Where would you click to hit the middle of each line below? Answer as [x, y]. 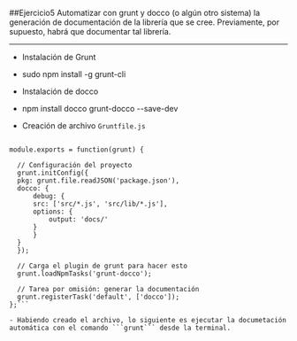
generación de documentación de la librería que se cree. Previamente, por [145, 22]
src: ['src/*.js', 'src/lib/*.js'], [100, 204]
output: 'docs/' [78, 220]
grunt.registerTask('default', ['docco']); [98, 297]
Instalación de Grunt [59, 57]
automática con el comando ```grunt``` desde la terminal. [120, 328]
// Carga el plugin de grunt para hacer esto [103, 266]
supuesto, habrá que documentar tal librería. [90, 31]
